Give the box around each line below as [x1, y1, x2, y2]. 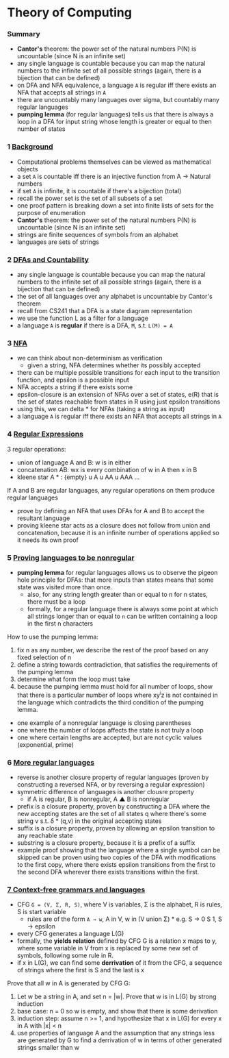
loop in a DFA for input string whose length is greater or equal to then [16, 118, 212, 126]
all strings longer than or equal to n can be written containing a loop [27, 612, 217, 620]
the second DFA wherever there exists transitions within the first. [16, 868, 200, 876]
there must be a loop [27, 598, 86, 606]
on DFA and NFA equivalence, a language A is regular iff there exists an [16, 81, 217, 90]
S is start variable [16, 908, 66, 916]
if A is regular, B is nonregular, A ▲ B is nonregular [27, 795, 170, 803]
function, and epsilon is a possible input [16, 376, 130, 384]
